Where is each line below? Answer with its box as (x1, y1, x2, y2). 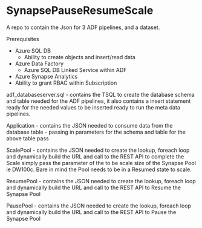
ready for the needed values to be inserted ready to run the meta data (6, 103, 180, 111)
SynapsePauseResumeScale (6, 4, 154, 18)
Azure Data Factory (15, 60, 64, 67)
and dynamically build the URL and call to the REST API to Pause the (6, 208, 177, 215)
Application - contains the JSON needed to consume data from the (6, 122, 173, 129)
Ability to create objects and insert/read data (24, 53, 136, 60)
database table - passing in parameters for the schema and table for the (6, 128, 186, 135)
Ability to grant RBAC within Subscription (15, 79, 117, 86)
